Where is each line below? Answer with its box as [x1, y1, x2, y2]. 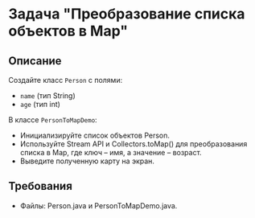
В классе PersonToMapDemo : [8, 115, 98, 125]
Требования [8, 179, 72, 193]
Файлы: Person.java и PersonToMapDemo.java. [19, 200, 178, 210]
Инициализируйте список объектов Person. [19, 130, 171, 140]
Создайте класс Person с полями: [8, 76, 123, 84]
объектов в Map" [8, 22, 129, 40]
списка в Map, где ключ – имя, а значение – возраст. [19, 148, 203, 157]
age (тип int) [19, 100, 60, 109]
